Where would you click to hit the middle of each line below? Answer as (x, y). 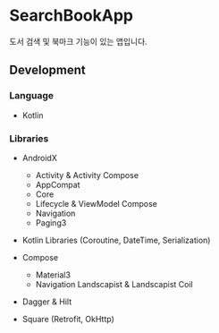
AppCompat (58, 184)
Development (48, 70)
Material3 (53, 275)
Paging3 (51, 222)
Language (32, 96)
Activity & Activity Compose (87, 175)
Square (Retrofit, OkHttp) (68, 319)
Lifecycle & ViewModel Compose (97, 203)
